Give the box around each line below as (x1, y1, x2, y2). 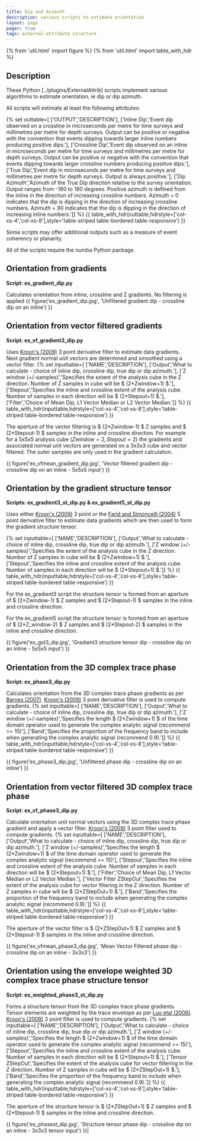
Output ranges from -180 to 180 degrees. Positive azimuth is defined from (6, 185, 186, 192)
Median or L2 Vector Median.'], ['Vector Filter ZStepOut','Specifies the (6, 875, 176, 882)
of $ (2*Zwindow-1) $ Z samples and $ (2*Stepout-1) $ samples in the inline (6, 597, 192, 604)
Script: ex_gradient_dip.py (6, 279, 73, 286)
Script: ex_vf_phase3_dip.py (6, 807, 78, 814)
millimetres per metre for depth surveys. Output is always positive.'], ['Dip (6, 173, 186, 180)
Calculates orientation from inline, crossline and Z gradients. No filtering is (6, 291, 188, 298)
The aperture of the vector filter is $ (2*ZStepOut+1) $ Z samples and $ (6, 925, 181, 932)
